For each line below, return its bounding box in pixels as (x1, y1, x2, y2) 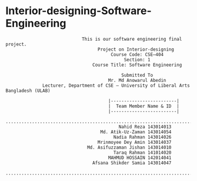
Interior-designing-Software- (5, 4, 152, 18)
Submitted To (121, 72, 153, 78)
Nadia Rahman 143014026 (113, 134, 172, 140)
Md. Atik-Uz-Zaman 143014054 (100, 129, 172, 135)
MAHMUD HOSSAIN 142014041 (108, 154, 172, 160)
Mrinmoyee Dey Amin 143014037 (97, 139, 172, 145)
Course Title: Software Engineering (92, 62, 182, 68)
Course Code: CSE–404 (111, 51, 164, 57)
